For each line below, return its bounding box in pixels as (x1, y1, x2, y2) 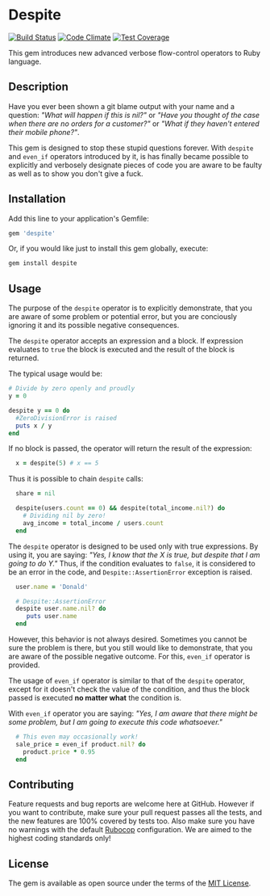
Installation (8, 192, 66, 206)
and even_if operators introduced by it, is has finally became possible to (8, 151, 249, 161)
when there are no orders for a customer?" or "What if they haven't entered (8, 119, 260, 128)
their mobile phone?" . (8, 127, 80, 137)
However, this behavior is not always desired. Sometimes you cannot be (8, 634, 247, 644)
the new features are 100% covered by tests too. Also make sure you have (8, 816, 255, 826)
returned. (8, 353, 39, 363)
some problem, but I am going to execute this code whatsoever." (8, 717, 223, 726)
